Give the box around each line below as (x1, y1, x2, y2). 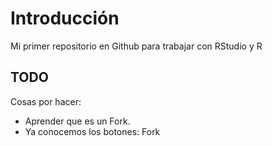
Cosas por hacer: (10, 95, 82, 107)
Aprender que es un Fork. (24, 115, 131, 127)
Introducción (10, 7, 120, 30)
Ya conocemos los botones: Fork (24, 125, 161, 137)
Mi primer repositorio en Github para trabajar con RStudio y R (10, 40, 263, 52)
